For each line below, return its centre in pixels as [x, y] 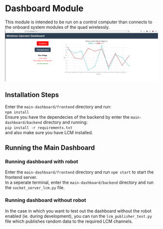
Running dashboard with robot [42, 161]
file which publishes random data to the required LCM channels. [69, 221]
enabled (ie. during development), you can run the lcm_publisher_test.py [79, 216]
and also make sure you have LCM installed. [49, 132]
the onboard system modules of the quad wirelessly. [57, 27]
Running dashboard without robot [46, 200]
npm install [17, 112]
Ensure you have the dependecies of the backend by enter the [67, 117]
